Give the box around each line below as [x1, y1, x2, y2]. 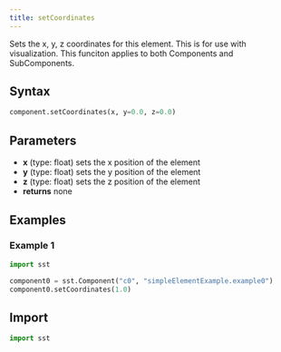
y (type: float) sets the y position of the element [22, 167, 201, 178]
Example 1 [9, 240, 55, 252]
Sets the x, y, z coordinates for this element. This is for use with [9, 38, 247, 49]
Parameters [9, 132, 77, 148]
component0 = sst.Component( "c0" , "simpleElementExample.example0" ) [9, 276, 274, 286]
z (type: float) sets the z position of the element [22, 176, 201, 187]
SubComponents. [9, 57, 75, 68]
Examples [9, 212, 66, 228]
